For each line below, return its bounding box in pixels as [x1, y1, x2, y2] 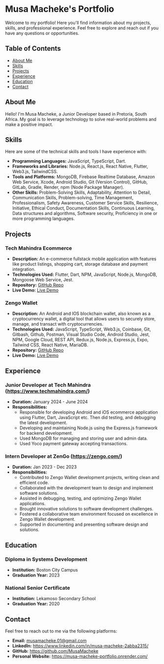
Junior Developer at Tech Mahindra [5, 381, 91, 388]
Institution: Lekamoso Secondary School [12, 596, 96, 602]
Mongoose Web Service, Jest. [12, 277, 74, 283]
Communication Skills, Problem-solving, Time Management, [12, 195, 134, 201]
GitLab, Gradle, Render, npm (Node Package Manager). [12, 184, 124, 190]
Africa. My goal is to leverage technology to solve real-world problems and [5, 116, 157, 122]
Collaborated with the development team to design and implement [19, 485, 154, 491]
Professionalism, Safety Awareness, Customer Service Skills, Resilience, [12, 200, 159, 206]
